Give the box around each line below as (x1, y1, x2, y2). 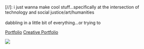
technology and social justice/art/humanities (5, 9, 94, 15)
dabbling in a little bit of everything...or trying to (5, 20, 101, 25)
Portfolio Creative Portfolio (5, 29, 59, 35)
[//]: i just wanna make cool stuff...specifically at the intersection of (5, 4, 140, 10)
